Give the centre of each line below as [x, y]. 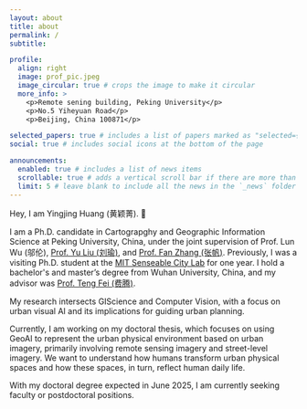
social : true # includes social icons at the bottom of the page [136, 144]
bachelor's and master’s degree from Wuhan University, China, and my [143, 272]
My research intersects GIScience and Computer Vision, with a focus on [145, 301]
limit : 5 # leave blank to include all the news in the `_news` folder [157, 186]
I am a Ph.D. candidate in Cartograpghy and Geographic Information [138, 231]
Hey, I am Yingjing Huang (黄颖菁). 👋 [78, 213]
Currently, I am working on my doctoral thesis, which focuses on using [142, 329]
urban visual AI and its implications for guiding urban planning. [127, 310]
